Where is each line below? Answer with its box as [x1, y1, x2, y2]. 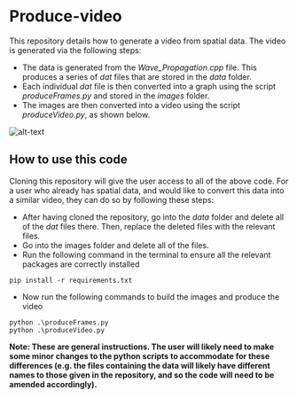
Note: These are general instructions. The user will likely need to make [9, 341, 275, 352]
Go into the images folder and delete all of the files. [21, 239, 210, 250]
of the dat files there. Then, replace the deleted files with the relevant [21, 221, 276, 231]
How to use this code [9, 152, 128, 168]
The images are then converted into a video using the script [21, 99, 241, 110]
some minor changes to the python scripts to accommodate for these [9, 350, 270, 361]
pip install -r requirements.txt [9, 276, 133, 285]
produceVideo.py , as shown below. [21, 109, 151, 120]
